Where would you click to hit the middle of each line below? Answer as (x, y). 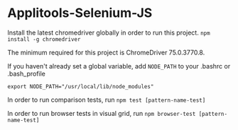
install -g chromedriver (44, 39)
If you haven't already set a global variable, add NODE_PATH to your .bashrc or (119, 66)
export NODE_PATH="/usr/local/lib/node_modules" (81, 86)
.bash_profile (27, 73)
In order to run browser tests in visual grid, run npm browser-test (102, 113)
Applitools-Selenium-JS (80, 13)
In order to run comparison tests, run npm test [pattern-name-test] (107, 100)
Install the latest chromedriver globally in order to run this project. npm (109, 32)
